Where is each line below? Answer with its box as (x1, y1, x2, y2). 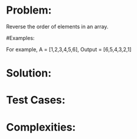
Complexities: (6, 120, 76, 134)
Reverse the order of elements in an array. (6, 23, 109, 30)
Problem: (6, 4, 52, 17)
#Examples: (6, 34, 35, 41)
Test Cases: (6, 94, 66, 107)
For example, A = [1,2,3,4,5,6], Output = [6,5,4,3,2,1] (6, 45, 132, 53)
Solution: (6, 67, 52, 80)
